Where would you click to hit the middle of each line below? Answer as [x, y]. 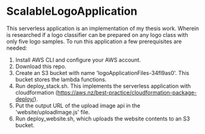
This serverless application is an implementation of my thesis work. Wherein [103, 28]
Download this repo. [41, 66]
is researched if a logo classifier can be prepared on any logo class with [97, 34]
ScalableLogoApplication [72, 11]
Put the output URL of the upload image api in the [78, 105]
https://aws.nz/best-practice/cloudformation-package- [127, 92]
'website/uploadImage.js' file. [52, 112]
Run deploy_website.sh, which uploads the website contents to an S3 [102, 119]
